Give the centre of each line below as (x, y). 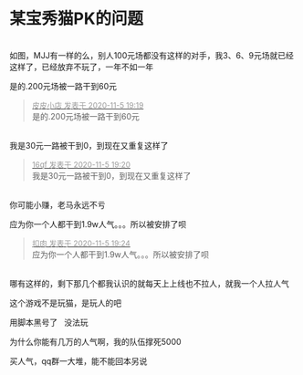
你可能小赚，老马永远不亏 (57, 204)
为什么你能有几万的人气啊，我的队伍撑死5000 (95, 341)
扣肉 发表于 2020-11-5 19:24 (81, 243)
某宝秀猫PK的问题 (77, 19)
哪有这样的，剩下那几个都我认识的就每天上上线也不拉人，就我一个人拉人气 (149, 283)
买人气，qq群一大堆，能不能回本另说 (78, 360)
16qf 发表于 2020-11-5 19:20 (81, 164)
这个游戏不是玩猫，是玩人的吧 (65, 303)
